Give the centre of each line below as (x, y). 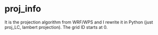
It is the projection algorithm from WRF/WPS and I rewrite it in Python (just (79, 22)
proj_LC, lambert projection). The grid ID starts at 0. (56, 27)
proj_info (23, 9)
